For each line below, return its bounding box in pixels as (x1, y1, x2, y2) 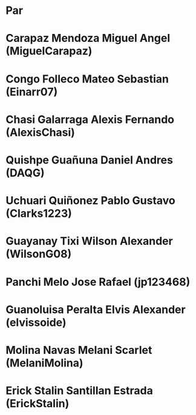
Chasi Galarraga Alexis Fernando (5, 113, 175, 126)
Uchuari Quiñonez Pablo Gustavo (5, 194, 176, 208)
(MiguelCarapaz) (5, 44, 93, 58)
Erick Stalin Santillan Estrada (5, 384, 154, 397)
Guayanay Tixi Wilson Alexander (5, 234, 173, 248)
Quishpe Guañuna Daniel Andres (5, 153, 174, 167)
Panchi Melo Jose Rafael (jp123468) (5, 275, 191, 288)
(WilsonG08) (5, 247, 72, 261)
